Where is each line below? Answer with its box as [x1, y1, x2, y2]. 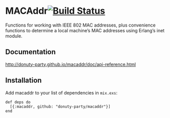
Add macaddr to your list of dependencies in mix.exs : [5, 89, 118, 96]
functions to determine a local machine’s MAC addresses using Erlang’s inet [5, 27, 165, 33]
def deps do [5, 100, 31, 105]
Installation [5, 76, 42, 85]
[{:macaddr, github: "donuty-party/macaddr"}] [10, 104, 111, 109]
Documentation [5, 48, 56, 56]
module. [5, 33, 23, 39]
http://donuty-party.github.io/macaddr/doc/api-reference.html [5, 61, 136, 67]
